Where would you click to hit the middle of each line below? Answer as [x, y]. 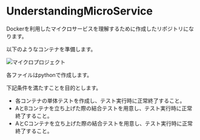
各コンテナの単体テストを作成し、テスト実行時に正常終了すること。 [100, 101]
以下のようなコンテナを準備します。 [51, 49]
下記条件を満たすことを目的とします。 [54, 88]
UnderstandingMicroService [80, 11]
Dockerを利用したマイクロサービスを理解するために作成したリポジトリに [98, 28]
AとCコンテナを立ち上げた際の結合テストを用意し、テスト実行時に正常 [104, 123]
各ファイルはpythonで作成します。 [49, 75]
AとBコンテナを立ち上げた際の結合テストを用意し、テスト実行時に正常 [104, 108]
